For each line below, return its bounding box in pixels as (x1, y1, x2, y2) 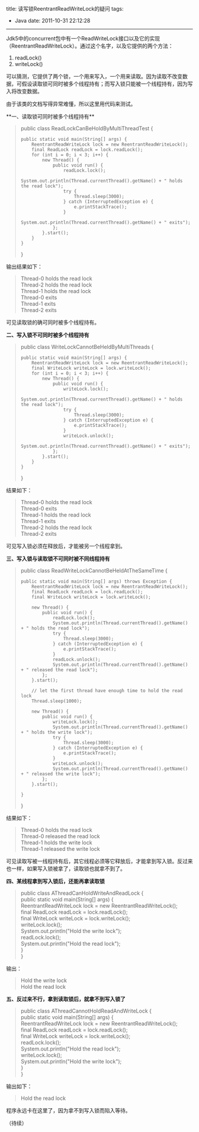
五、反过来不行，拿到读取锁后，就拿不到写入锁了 (6, 995, 126, 1002)
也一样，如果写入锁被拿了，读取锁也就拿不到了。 (6, 865, 126, 872)
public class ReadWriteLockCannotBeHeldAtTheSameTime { (20, 567, 168, 574)
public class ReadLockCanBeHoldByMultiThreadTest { (20, 125, 153, 132)
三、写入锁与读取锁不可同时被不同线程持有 (6, 555, 110, 562)
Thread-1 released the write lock (20, 845, 100, 852)
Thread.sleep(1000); (31, 698, 82, 704)
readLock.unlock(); (52, 656, 101, 662)
